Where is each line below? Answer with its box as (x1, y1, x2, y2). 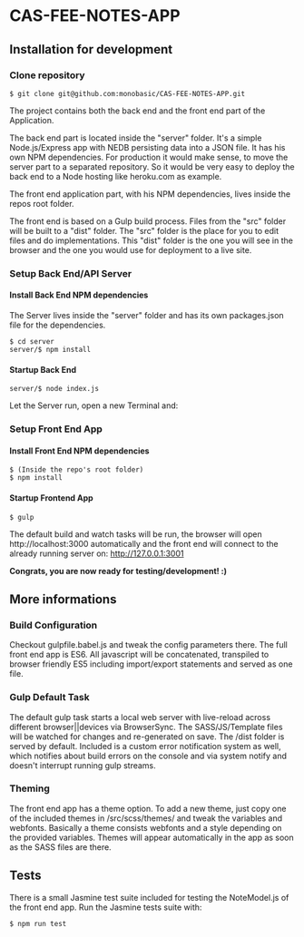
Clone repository (9, 69, 85, 82)
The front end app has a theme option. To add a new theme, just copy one (9, 803, 287, 814)
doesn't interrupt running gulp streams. (9, 759, 156, 771)
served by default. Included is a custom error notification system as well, (9, 740, 281, 751)
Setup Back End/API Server (9, 267, 132, 279)
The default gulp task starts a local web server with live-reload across (9, 711, 270, 722)
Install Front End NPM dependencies (9, 445, 150, 456)
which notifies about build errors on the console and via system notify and (9, 750, 288, 761)
